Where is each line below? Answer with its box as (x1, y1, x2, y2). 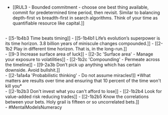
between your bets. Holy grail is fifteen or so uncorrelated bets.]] (5, 99, 139, 104)
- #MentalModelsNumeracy (5, 104, 62, 110)
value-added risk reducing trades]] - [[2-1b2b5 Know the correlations (5, 93, 149, 99)
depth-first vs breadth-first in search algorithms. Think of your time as (12, 15, 158, 20)
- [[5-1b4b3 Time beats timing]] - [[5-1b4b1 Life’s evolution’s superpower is (5, 35, 160, 41)
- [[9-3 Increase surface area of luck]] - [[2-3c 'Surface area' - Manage (5, 51, 153, 57)
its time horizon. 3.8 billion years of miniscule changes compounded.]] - (5, 40, 154, 46)
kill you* (5, 83, 23, 89)
